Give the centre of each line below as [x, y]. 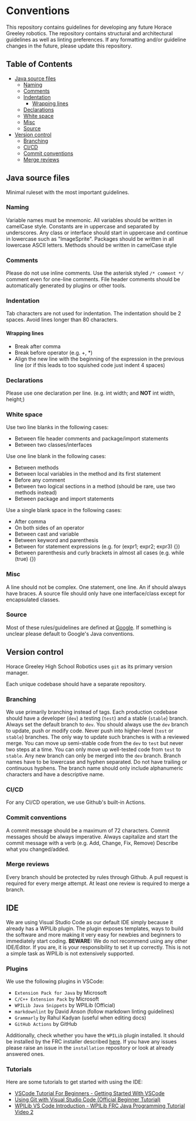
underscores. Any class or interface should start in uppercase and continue [97, 233]
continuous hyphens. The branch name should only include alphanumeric [94, 768]
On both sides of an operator [49, 528]
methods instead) [36, 493]
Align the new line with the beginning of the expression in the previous [99, 359]
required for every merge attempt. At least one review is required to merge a [98, 883]
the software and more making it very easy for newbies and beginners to [94, 934]
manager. [18, 672]
